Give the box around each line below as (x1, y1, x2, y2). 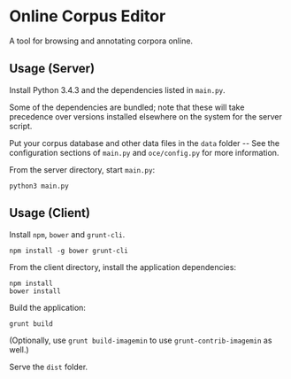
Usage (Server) (9, 61, 96, 76)
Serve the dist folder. (9, 361, 88, 372)
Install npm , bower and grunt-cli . (9, 228, 126, 240)
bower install (9, 286, 62, 296)
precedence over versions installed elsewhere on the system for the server (9, 111, 283, 121)
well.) (9, 344, 29, 355)
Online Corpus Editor (9, 6, 166, 27)
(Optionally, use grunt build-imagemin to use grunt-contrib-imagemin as (9, 335, 272, 345)
